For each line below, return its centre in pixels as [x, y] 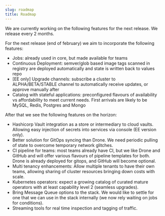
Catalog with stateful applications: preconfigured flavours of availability [85, 95]
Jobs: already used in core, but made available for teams [70, 58]
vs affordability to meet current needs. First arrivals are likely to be [80, 100]
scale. [18, 177]
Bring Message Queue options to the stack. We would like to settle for [83, 192]
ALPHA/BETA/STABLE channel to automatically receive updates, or [80, 84]
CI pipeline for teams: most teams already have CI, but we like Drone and [86, 150]
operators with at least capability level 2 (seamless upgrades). [75, 187]
